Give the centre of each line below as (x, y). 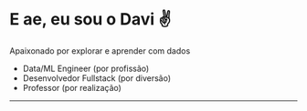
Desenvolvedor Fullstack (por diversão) (97, 78)
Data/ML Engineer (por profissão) (86, 68)
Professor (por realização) (72, 87)
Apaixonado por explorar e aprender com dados (100, 50)
